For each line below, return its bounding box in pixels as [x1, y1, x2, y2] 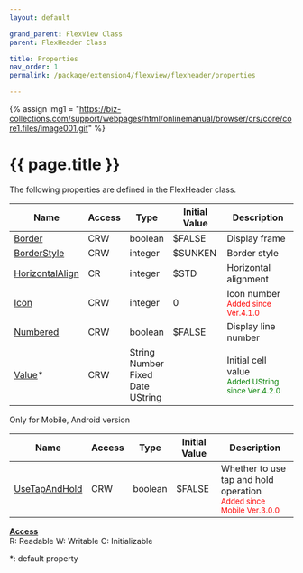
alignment [226, 273, 269, 285]
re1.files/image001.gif [9, 123, 88, 134]
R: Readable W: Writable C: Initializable [9, 535, 153, 546]
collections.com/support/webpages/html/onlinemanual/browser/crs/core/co [9, 114, 292, 124]
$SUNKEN [172, 246, 216, 259]
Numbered [14, 326, 60, 338]
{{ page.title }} [9, 154, 121, 175]
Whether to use [220, 462, 287, 475]
